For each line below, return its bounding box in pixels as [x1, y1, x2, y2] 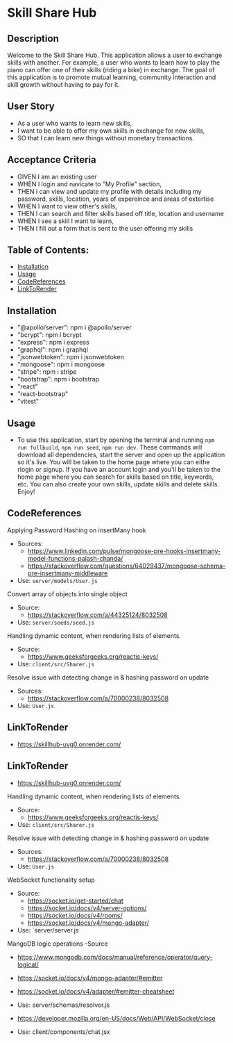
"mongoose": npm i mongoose [17, 360, 105, 369]
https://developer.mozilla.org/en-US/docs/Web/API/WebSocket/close [17, 1014, 216, 1022]
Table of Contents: [7, 245, 89, 256]
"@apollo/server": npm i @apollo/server [17, 323, 132, 331]
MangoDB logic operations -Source [7, 939, 109, 948]
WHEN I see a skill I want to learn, [17, 217, 114, 225]
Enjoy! [17, 488, 35, 496]
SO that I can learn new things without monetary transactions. [17, 133, 194, 142]
